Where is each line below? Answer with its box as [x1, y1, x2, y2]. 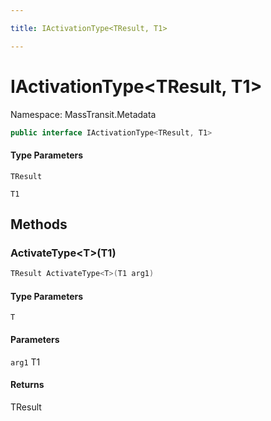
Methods [10, 216, 68, 233]
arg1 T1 [10, 356, 41, 368]
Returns [10, 379, 45, 391]
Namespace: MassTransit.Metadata [10, 108, 157, 120]
